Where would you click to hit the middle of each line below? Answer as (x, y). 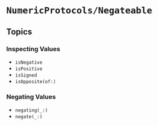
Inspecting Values (33, 49)
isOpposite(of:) (35, 81)
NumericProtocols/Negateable (79, 11)
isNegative (29, 62)
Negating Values (31, 96)
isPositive (29, 69)
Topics (19, 32)
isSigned (26, 75)
